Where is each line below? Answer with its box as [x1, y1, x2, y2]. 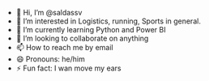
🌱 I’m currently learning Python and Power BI [15, 25, 166, 34]
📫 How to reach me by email [15, 43, 113, 52]
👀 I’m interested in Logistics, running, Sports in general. [15, 16, 201, 26]
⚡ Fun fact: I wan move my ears [15, 63, 122, 73]
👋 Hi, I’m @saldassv [15, 8, 83, 17]
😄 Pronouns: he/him [15, 54, 85, 64]
